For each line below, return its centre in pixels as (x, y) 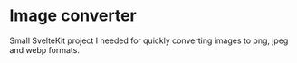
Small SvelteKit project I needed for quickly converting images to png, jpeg (149, 40)
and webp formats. (44, 49)
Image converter (73, 16)
